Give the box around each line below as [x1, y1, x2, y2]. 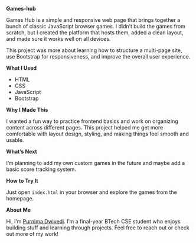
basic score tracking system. [6, 166, 77, 173]
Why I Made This [6, 106, 48, 113]
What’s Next [6, 148, 37, 155]
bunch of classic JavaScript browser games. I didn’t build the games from [6, 23, 186, 30]
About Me [6, 206, 31, 213]
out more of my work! [6, 231, 59, 237]
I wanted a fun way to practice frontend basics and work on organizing [6, 118, 178, 125]
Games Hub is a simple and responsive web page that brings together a [6, 17, 181, 23]
